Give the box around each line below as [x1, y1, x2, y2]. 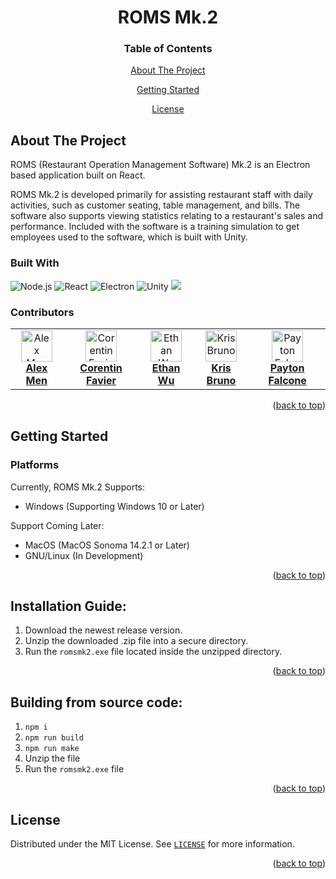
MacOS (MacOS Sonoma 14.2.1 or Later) [24, 539, 190, 551]
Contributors [10, 305, 75, 319]
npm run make [24, 744, 80, 754]
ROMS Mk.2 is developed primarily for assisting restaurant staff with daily [10, 189, 313, 201]
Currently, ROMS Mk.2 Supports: [10, 481, 146, 493]
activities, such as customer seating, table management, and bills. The [10, 199, 301, 211]
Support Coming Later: [10, 519, 105, 531]
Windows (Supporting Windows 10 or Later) [24, 500, 205, 512]
